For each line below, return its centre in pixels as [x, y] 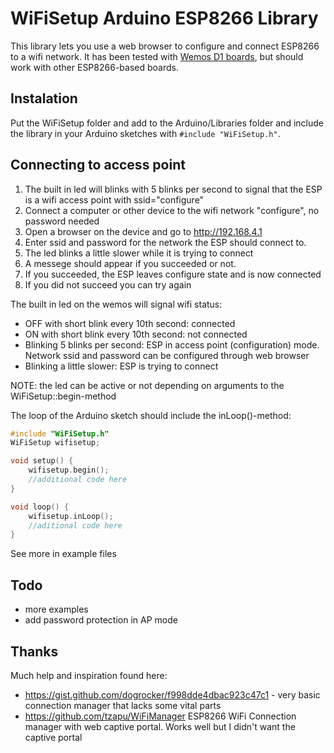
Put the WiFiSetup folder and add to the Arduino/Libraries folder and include [167, 123]
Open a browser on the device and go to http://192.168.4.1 [143, 231]
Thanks [34, 651]
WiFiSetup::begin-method [63, 396]
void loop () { [40, 507]
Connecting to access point [98, 165]
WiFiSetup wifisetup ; [55, 443]
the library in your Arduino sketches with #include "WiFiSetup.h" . [145, 133]
